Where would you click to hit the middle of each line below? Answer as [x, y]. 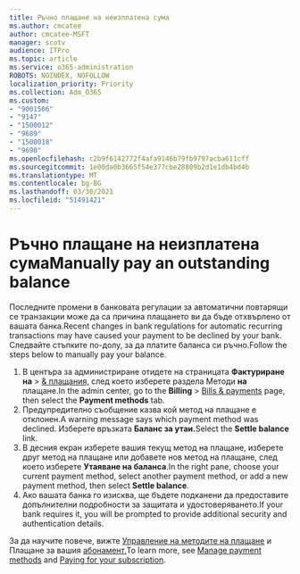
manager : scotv [37, 42]
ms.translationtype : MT [54, 175]
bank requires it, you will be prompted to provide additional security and [154, 513]
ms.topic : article [43, 59]
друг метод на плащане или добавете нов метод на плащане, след [150, 457]
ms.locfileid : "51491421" [57, 200]
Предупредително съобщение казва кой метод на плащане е [139, 409]
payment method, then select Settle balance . [105, 485]
